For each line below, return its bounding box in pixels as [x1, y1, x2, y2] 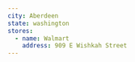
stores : [7, 27, 34, 35]
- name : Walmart [15, 34, 70, 43]
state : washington [7, 19, 70, 27]
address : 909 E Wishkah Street [22, 42, 128, 50]
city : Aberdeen [7, 11, 59, 20]
